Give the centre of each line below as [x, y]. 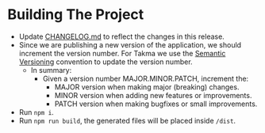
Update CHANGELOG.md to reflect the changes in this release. [122, 36]
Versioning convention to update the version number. [106, 62]
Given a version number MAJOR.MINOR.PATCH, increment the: [146, 78]
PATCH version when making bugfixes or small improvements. [156, 104]
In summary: [51, 70]
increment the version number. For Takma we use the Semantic [122, 53]
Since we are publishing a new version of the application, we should [130, 44]
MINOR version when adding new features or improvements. [153, 95]
